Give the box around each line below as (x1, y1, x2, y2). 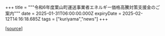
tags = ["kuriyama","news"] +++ (42, 16, 108, 22)
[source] (5, 26, 23, 31)
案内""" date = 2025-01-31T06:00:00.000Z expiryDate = (5, 10, 122, 16)
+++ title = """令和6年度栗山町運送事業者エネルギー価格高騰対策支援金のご (5, 4, 160, 10)
